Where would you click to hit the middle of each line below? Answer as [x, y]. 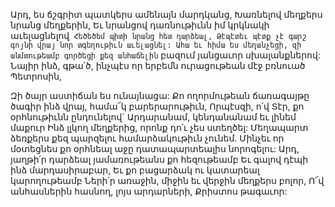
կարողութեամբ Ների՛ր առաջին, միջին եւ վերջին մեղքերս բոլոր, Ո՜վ [167, 180]
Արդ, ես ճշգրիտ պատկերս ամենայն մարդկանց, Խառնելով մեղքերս [166, 14]
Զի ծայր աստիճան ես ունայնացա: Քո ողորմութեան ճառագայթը [160, 95]
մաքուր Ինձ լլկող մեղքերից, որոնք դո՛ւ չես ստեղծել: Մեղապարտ [159, 127]
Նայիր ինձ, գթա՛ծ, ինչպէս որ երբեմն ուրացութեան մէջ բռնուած [158, 65]
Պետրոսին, [36, 76]
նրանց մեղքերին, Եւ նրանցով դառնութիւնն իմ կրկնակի [140, 25]
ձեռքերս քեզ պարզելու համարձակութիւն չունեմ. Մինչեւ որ [147, 138]
